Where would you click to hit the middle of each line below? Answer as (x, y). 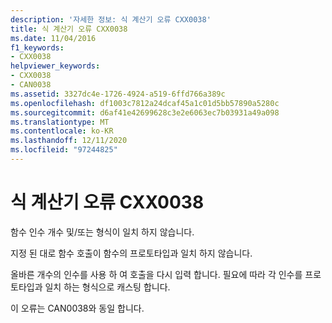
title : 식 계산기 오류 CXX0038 (69, 29)
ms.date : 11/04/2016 (53, 38)
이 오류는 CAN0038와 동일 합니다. (77, 308)
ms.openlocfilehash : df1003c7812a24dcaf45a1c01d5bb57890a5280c (145, 103)
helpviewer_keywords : (55, 66)
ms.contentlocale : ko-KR (62, 131)
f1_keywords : (37, 47)
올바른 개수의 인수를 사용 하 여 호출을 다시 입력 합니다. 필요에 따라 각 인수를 (156, 274)
